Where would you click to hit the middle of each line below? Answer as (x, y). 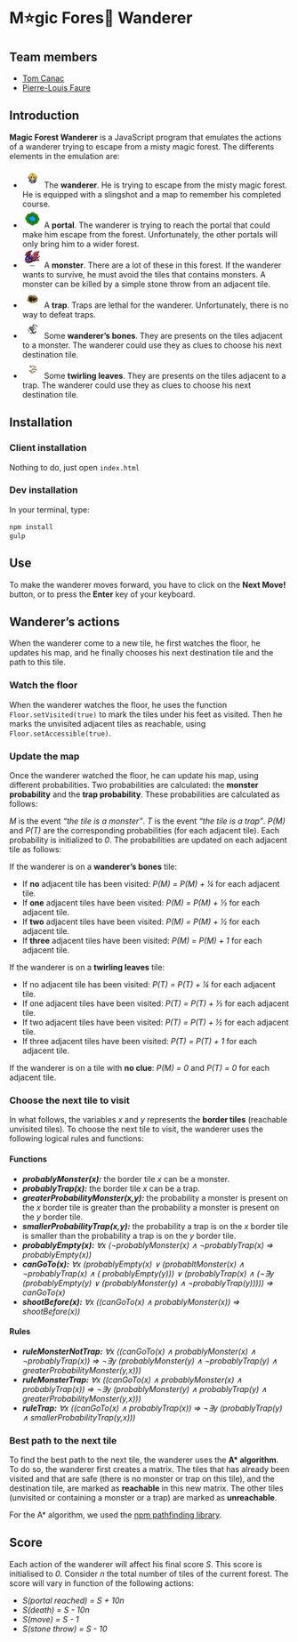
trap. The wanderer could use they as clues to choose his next (137, 385)
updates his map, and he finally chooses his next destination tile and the (141, 653)
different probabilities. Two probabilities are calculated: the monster (134, 785)
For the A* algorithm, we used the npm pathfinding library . (116, 1515)
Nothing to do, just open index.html (75, 467)
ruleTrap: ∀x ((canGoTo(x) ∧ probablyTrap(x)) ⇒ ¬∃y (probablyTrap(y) (152, 1408)
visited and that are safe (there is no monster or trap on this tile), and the (142, 1479)
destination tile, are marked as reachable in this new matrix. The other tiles (146, 1488)
